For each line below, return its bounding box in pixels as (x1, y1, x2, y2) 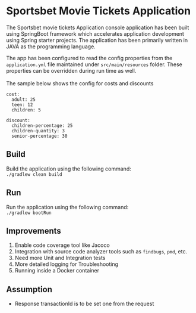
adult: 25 (11, 97, 36, 103)
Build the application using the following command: (6, 165, 132, 172)
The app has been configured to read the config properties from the (6, 54, 173, 61)
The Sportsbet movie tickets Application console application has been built (6, 24, 189, 31)
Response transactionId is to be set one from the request (14, 300, 154, 308)
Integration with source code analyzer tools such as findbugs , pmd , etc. (14, 248, 188, 255)
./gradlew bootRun (6, 210, 52, 216)
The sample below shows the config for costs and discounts (6, 79, 154, 87)
